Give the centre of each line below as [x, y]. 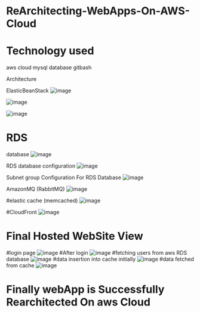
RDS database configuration [41, 166]
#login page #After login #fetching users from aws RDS [97, 253]
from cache [20, 265]
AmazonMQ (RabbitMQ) [36, 189]
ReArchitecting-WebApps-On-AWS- [98, 11]
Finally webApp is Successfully [85, 290]
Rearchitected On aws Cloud [79, 302]
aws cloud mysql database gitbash [49, 67]
